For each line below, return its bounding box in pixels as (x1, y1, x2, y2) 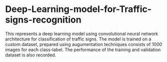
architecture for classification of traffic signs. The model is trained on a (5, 36, 151, 42)
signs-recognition (5, 14, 81, 25)
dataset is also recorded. (5, 51, 56, 58)
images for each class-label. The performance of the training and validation (5, 46, 161, 52)
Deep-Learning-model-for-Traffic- (5, 3, 151, 15)
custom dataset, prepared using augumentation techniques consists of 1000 (5, 41, 162, 47)
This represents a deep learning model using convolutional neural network (5, 30, 158, 36)
